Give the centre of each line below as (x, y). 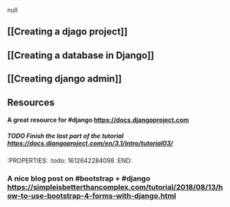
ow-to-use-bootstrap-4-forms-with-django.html (92, 196)
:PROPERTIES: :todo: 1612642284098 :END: (70, 161)
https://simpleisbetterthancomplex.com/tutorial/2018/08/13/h (115, 188)
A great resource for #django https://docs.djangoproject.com (98, 120)
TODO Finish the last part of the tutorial (65, 136)
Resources (31, 102)
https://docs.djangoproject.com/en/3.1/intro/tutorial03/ (90, 143)
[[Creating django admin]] (65, 79)
